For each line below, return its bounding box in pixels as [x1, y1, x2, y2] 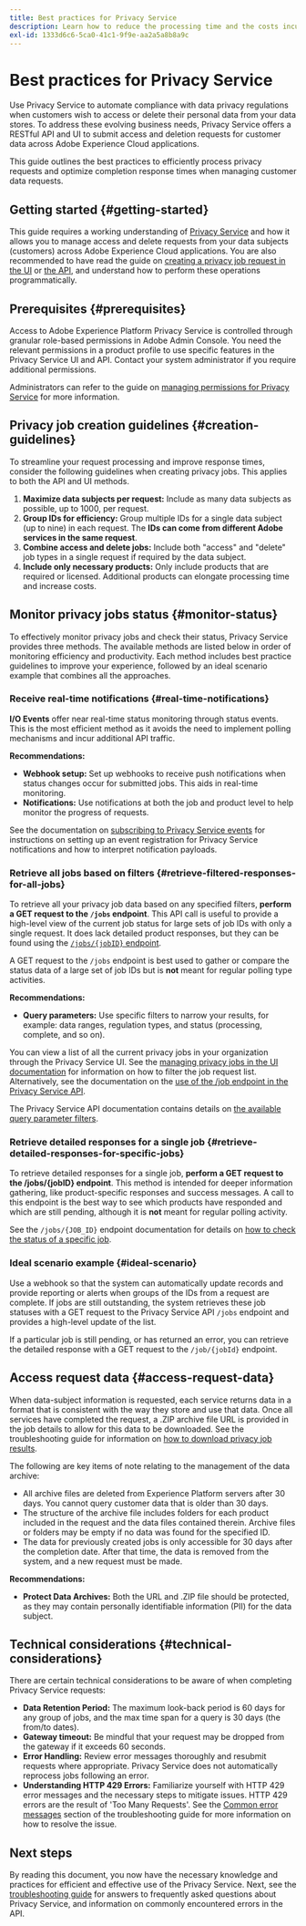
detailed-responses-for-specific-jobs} [9, 1147, 185, 1160]
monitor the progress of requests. [22, 806, 149, 817]
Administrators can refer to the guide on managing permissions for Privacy [9, 381, 290, 392]
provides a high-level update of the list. [9, 1316, 157, 1327]
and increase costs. [22, 580, 97, 591]
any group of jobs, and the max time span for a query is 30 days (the [22, 1712, 280, 1724]
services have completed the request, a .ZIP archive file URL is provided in [9, 1413, 289, 1424]
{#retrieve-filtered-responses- [156, 866, 296, 879]
